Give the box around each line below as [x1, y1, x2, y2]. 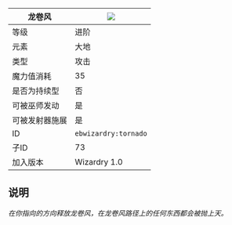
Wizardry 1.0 [74, 157, 123, 167]
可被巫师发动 [12, 100, 60, 111]
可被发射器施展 [12, 115, 68, 125]
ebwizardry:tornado [74, 129, 147, 138]
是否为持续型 [12, 85, 60, 96]
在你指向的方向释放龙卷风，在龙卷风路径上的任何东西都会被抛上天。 [8, 208, 228, 218]
